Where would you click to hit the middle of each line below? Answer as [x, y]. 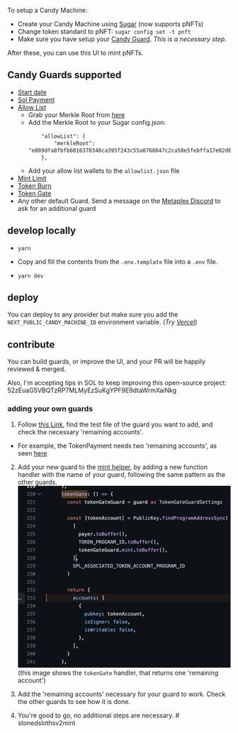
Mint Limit [32, 178]
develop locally [42, 231]
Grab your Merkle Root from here [76, 115]
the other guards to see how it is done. [74, 701]
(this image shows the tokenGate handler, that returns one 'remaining [118, 673]
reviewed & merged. [36, 369]
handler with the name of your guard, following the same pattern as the [121, 474]
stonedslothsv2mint [46, 722]
